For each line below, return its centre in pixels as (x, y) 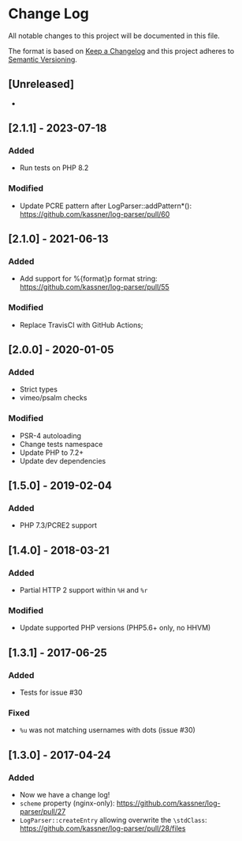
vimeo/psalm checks (53, 398)
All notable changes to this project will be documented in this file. (114, 36)
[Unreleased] (41, 84)
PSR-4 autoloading (50, 435)
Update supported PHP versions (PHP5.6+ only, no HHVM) (115, 628)
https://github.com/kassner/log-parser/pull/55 (94, 287)
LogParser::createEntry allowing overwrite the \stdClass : (113, 820)
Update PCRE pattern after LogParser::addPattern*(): (105, 206)
